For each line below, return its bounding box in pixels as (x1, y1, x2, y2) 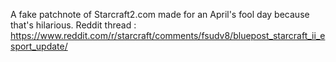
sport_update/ (10, 40, 68, 52)
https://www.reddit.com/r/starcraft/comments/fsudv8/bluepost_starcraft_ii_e (10, 30, 326, 41)
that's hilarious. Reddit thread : (10, 19, 137, 31)
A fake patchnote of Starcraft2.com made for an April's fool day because (10, 9, 310, 20)
